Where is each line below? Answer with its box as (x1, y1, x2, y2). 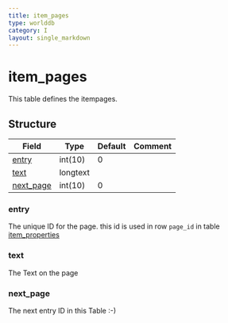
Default (97, 140, 126, 152)
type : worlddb (8, 19, 56, 27)
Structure (8, 117, 57, 131)
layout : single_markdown (8, 33, 91, 42)
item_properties (8, 230, 60, 240)
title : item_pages (8, 11, 69, 20)
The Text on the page (8, 267, 79, 278)
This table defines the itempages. (8, 94, 118, 104)
